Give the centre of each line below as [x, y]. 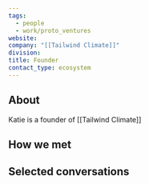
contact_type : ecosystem [50, 68]
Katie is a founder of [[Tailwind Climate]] [75, 119]
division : [25, 53]
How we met [40, 144]
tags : [17, 16]
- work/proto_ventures [53, 30]
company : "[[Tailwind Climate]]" [64, 46]
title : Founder [34, 61]
